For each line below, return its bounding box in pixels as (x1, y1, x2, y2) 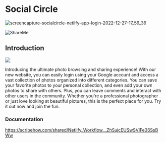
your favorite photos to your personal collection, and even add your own (5, 82, 153, 88)
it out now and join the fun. (5, 103, 60, 109)
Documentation (5, 116, 44, 123)
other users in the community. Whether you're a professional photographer (5, 93, 159, 99)
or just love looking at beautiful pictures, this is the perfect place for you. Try (5, 98, 162, 104)
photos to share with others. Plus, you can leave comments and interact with (5, 87, 162, 93)
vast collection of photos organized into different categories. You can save (5, 77, 158, 83)
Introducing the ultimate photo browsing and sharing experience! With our (5, 66, 156, 72)
